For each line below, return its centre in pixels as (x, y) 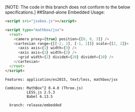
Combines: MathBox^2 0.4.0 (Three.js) (44, 88)
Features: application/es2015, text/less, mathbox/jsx (61, 79)
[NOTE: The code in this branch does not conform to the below (68, 7)
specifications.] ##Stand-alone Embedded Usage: (55, 12)
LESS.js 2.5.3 (41, 92)
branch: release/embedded (36, 105)
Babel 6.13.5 (40, 96)
